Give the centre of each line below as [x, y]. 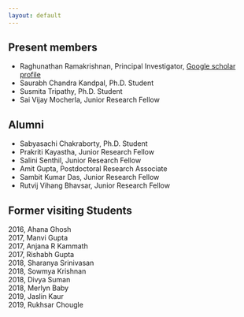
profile [30, 75]
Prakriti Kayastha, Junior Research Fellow [87, 152]
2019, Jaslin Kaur [36, 296]
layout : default [35, 15]
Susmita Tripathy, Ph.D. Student [71, 91]
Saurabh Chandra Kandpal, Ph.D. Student [87, 83]
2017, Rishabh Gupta [41, 255]
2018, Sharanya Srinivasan [51, 263]
